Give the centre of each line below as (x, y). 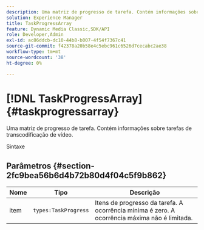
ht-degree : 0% (24, 63)
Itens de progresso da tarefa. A (139, 203)
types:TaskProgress (61, 210)
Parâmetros (29, 166)
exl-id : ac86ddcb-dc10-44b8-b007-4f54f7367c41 (66, 40)
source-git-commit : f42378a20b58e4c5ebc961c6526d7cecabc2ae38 (87, 46)
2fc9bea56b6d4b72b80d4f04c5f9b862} (87, 175)
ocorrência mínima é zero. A (135, 210)
